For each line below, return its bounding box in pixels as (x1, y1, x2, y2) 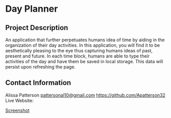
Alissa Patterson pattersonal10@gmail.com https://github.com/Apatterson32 (5, 92, 166, 98)
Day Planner (5, 3, 58, 15)
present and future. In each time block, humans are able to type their (5, 53, 150, 59)
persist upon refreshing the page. (5, 64, 76, 70)
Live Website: (5, 97, 34, 103)
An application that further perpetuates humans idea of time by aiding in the (5, 37, 165, 43)
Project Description (5, 23, 68, 32)
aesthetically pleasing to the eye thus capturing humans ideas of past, (5, 48, 153, 53)
